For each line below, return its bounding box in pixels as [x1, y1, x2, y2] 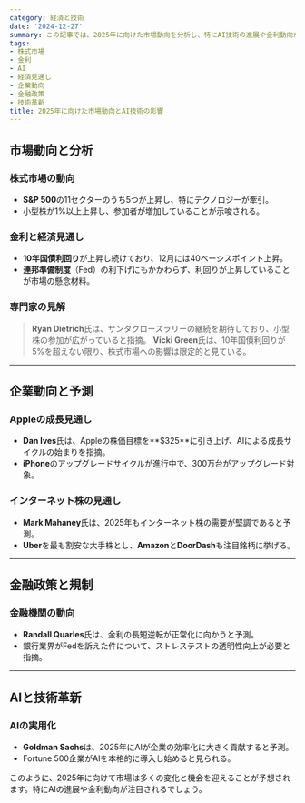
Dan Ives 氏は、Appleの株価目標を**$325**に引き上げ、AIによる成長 [22, 436, 284, 447]
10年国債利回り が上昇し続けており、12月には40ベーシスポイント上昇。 [22, 253, 289, 264]
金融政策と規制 [9, 577, 93, 592]
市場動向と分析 [9, 142, 93, 157]
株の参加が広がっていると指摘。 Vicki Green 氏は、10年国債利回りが [31, 334, 286, 346]
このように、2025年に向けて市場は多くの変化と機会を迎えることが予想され [9, 772, 291, 783]
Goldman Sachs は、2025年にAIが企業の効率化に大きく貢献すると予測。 [22, 741, 294, 752]
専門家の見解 [9, 301, 66, 314]
